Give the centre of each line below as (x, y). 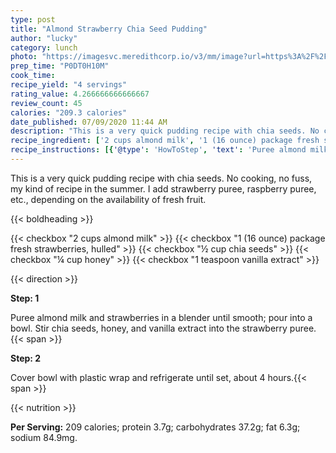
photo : (24, 57)
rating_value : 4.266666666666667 (80, 94)
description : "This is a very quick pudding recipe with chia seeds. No (165, 131)
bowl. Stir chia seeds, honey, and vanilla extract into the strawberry (149, 328)
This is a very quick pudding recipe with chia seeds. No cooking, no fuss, (161, 178)
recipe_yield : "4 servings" (69, 85)
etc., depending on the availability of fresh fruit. (108, 199)
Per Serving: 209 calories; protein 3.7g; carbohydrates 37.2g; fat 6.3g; (155, 427)
